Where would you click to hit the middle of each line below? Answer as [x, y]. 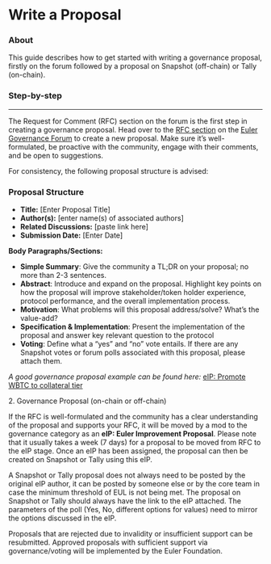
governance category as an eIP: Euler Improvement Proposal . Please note [132, 434]
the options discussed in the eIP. [63, 518]
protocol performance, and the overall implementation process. [125, 301]
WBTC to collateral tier [46, 385]
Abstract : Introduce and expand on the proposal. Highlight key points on [141, 284]
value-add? [39, 318]
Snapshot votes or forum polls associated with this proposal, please [133, 352]
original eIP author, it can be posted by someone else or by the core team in [134, 484]
